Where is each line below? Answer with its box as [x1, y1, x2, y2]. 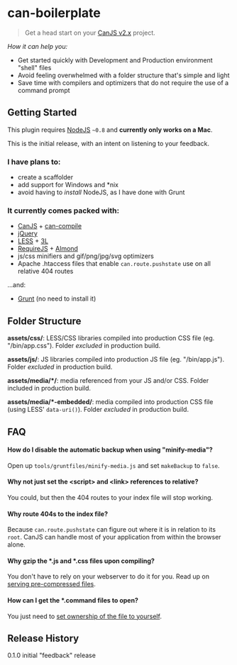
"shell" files [17, 63, 52, 72]
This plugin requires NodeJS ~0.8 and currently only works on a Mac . [7, 125, 213, 134]
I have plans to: [7, 157, 61, 167]
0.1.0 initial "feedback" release [7, 651, 96, 660]
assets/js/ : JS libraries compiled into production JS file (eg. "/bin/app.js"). [7, 355, 225, 364]
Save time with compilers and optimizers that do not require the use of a [17, 78, 229, 86]
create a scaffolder [17, 173, 73, 181]
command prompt [17, 86, 70, 94]
